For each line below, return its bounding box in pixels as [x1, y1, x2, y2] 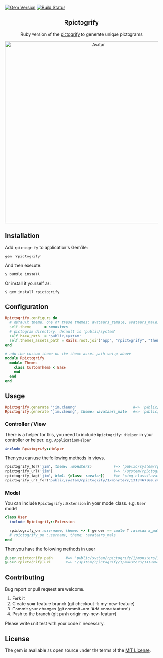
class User [5, 515, 27, 520]
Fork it [12, 595, 25, 601]
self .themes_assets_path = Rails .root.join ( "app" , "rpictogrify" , [9, 338, 147, 343]
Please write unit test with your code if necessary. [5, 621, 105, 626]
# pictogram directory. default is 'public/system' [9, 329, 116, 334]
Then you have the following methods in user [5, 546, 96, 552]
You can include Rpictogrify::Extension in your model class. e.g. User [5, 500, 146, 506]
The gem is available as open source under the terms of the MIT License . [5, 647, 151, 653]
